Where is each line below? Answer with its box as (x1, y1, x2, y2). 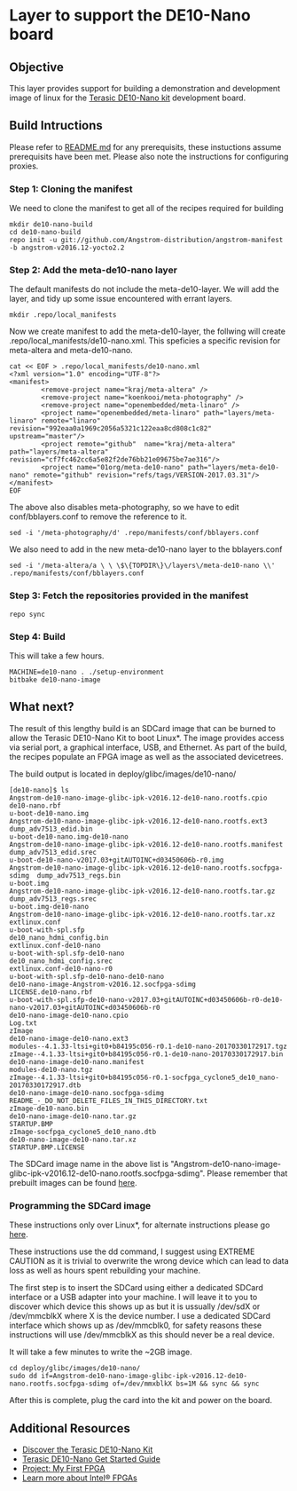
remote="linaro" (41, 416, 101, 426)
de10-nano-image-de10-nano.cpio (9, 1011, 129, 1020)
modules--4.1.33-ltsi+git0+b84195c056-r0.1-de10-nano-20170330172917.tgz (9, 1042, 288, 1051)
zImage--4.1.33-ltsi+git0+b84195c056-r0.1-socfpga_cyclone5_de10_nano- (9, 1073, 279, 1082)
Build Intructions (9, 118, 104, 133)
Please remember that (207, 1168, 288, 1179)
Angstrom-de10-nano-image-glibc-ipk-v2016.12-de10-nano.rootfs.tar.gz (9, 887, 276, 895)
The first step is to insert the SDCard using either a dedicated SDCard (9, 1282, 264, 1293)
